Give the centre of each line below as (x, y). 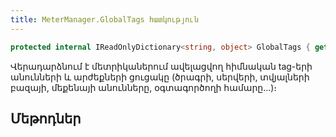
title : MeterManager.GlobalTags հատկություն (104, 19)
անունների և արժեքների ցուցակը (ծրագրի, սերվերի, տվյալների (160, 77)
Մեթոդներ (46, 118)
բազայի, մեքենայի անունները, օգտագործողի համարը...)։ (144, 87)
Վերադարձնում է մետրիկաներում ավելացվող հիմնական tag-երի (161, 66)
